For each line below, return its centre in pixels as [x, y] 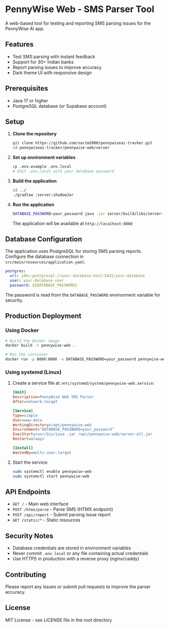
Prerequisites [27, 88]
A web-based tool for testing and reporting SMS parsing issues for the [78, 23]
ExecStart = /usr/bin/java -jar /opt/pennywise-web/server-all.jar [82, 434]
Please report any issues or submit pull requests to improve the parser [78, 586]
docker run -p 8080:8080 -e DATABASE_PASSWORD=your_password [71, 359]
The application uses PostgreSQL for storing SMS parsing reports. [74, 251]
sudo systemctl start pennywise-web [51, 476]
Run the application [33, 204]
